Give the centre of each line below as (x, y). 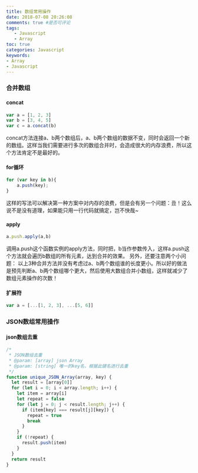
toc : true (18, 45)
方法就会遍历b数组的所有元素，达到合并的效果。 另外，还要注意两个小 (96, 256)
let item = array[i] (42, 393)
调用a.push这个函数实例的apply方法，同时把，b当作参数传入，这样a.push (95, 249)
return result (29, 459)
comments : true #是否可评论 (38, 22)
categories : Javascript (35, 50)
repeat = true (44, 415)
